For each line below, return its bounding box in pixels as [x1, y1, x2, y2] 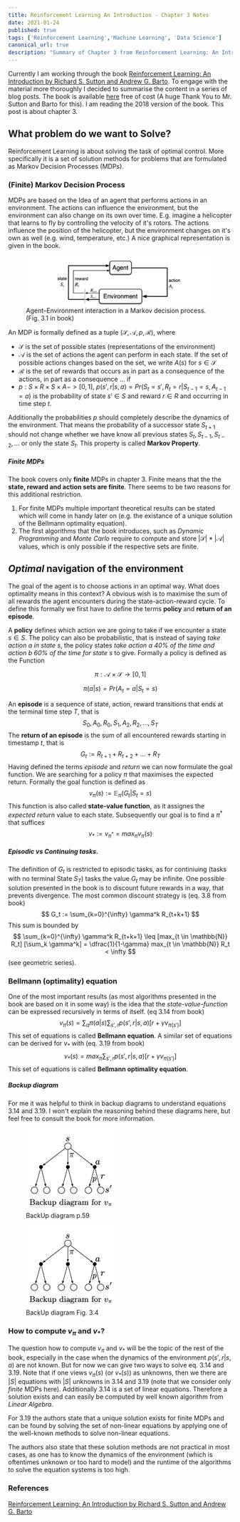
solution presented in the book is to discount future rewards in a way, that [8, 884, 224, 892]
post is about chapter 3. [8, 108, 78, 115]
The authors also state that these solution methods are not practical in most [8, 1443, 230, 1451]
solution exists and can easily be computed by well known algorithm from [8, 1392, 224, 1401]
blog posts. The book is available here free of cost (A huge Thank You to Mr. [8, 93, 232, 100]
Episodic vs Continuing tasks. [8, 848, 99, 856]
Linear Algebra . [8, 1400, 54, 1409]
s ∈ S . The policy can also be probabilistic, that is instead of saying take [8, 633, 221, 642]
